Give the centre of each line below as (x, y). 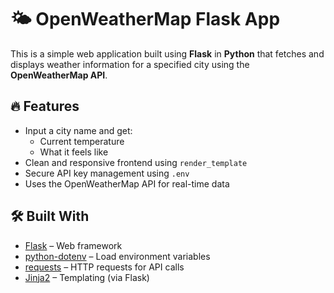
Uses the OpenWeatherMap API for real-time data (127, 183)
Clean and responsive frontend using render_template (136, 162)
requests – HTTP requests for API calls (104, 267)
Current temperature (82, 141)
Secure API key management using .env (107, 173)
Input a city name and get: (78, 130)
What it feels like (74, 152)
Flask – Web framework (73, 245)
